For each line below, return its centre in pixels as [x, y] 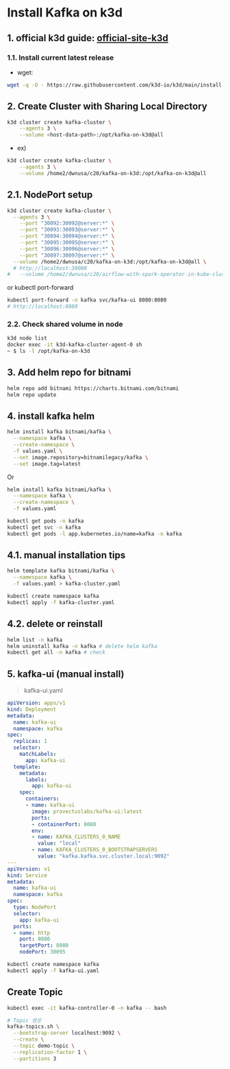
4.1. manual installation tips [66, 555]
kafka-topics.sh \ [33, 1027]
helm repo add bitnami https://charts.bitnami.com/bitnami [93, 388]
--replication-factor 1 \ [50, 1052]
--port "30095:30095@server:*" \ [67, 242]
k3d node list [27, 338]
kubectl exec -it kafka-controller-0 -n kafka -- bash [87, 1008]
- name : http [32, 933]
